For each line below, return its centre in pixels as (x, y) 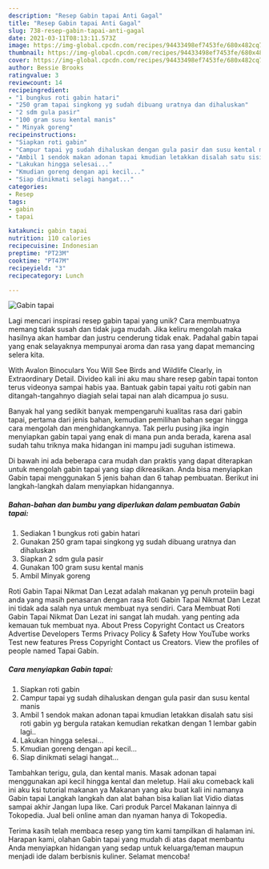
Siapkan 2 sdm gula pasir (62, 559)
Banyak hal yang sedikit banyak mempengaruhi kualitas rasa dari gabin (125, 411)
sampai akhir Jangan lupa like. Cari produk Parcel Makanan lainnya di (123, 807)
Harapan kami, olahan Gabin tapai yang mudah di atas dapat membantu (126, 839)
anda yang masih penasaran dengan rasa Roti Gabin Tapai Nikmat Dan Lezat (134, 600)
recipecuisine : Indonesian (53, 246)
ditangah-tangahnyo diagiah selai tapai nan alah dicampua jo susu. (118, 396)
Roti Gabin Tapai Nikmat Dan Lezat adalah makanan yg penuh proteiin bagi (131, 591)
